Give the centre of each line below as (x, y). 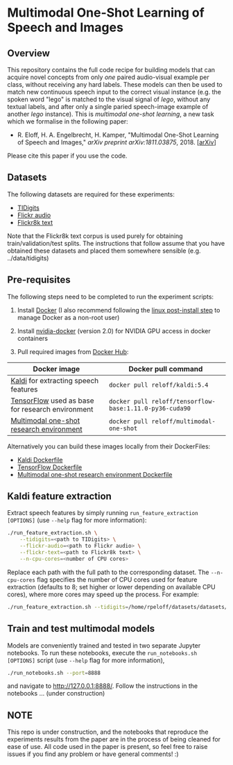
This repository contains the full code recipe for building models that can (111, 70)
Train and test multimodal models (81, 629)
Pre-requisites (39, 280)
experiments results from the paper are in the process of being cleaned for (114, 739)
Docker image (57, 369)
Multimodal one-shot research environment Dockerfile (95, 474)
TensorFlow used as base (52, 401)
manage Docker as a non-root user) (68, 317)
